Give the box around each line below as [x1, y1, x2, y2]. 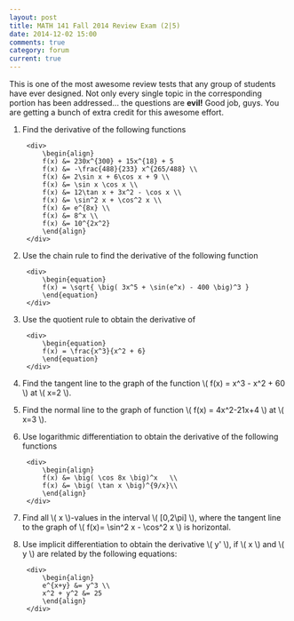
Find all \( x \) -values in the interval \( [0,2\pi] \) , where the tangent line [21, 513, 282, 522]
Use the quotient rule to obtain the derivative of [21, 314, 196, 324]
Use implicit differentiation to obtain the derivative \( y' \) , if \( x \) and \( [21, 539, 285, 549]
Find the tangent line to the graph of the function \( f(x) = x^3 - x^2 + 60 [21, 378, 286, 388]
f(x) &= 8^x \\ [42, 211, 99, 220]
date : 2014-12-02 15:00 [9, 29, 98, 38]
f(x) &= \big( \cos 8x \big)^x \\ [42, 474, 178, 482]
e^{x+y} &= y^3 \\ [42, 581, 111, 590]
